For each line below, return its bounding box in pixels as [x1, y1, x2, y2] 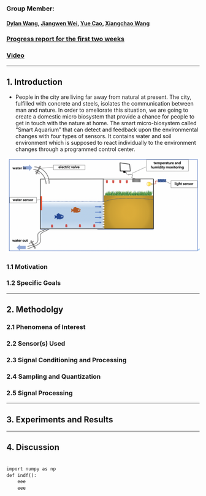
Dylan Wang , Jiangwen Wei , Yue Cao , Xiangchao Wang [6, 20, 150, 27]
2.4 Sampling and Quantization [6, 372, 101, 381]
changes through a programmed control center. [15, 145, 135, 153]
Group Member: [6, 4, 55, 13]
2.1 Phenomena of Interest [6, 323, 86, 331]
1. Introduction [6, 77, 63, 87]
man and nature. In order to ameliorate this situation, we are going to [15, 106, 189, 114]
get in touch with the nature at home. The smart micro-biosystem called [15, 119, 197, 126]
